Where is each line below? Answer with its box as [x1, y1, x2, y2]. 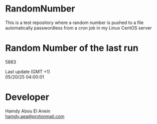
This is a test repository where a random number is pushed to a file [5, 19, 144, 25]
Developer [5, 91, 49, 103]
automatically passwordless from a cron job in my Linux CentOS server [5, 24, 152, 30]
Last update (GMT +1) [5, 68, 50, 74]
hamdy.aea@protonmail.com [5, 113, 65, 119]
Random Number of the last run [5, 42, 139, 54]
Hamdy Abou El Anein [5, 108, 51, 114]
